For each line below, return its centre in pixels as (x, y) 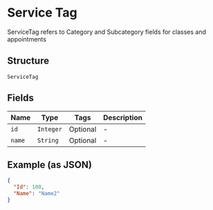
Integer (49, 129)
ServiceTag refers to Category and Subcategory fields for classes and (106, 32)
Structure (28, 61)
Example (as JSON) (49, 165)
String (48, 140)
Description (123, 117)
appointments (27, 39)
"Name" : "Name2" (37, 194)
